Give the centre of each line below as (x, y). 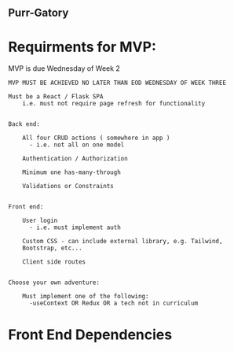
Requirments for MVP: (82, 47)
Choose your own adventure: (54, 283)
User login (40, 221)
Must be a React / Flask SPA (56, 97)
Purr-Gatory (38, 13)
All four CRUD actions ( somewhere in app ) (96, 138)
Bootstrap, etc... (52, 248)
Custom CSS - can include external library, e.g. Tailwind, (122, 242)
